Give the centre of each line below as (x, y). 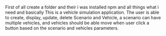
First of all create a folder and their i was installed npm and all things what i (82, 7)
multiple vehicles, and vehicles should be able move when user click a (77, 23)
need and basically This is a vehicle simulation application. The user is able (82, 12)
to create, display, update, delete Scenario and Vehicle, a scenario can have (83, 18)
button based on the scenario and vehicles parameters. (62, 28)
